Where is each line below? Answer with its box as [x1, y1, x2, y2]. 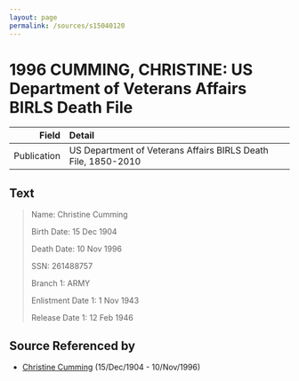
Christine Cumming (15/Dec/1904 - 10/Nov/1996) [21, 361, 201, 373]
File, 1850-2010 [69, 155, 141, 168]
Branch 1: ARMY [30, 278, 91, 289]
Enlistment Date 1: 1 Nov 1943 [30, 295, 140, 306]
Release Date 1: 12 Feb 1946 [30, 313, 133, 323]
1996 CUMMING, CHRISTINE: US [9, 60, 254, 80]
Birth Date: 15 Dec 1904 [30, 226, 117, 237]
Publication [13, 150, 61, 163]
